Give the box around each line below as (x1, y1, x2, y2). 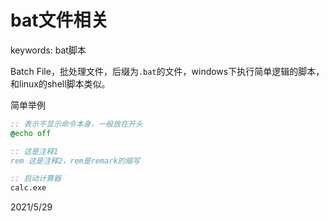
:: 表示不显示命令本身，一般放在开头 (10, 119, 143, 129)
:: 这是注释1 (10, 146, 59, 156)
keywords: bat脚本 (10, 44, 87, 56)
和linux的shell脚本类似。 (10, 77, 111, 90)
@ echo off (10, 128, 52, 138)
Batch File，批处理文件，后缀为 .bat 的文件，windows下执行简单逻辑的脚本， (10, 65, 325, 77)
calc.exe (10, 183, 47, 193)
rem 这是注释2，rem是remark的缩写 (10, 156, 141, 166)
